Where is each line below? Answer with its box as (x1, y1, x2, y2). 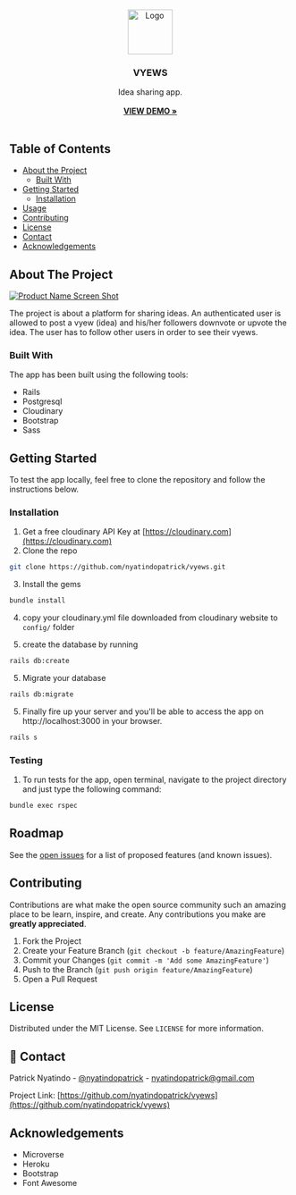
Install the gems (21, 579, 81, 590)
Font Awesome (21, 1177, 78, 1188)
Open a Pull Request (21, 973, 98, 984)
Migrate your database (21, 672, 106, 683)
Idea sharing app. (117, 87, 183, 97)
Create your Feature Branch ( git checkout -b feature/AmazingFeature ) (21, 945, 285, 955)
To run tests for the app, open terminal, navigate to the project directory (21, 774, 287, 785)
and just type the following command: (21, 784, 162, 795)
